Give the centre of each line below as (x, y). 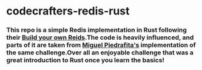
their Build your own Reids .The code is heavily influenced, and (100, 37)
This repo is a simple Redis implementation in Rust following (96, 30)
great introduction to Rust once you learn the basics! (86, 60)
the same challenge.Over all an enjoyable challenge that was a (100, 52)
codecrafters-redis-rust (68, 11)
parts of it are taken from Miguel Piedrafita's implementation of (101, 45)
